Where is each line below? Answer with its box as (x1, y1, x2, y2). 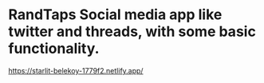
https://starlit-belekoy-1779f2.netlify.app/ (8, 65, 144, 75)
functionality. (8, 40, 100, 57)
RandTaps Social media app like (8, 6, 223, 24)
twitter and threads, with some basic (8, 22, 257, 41)
